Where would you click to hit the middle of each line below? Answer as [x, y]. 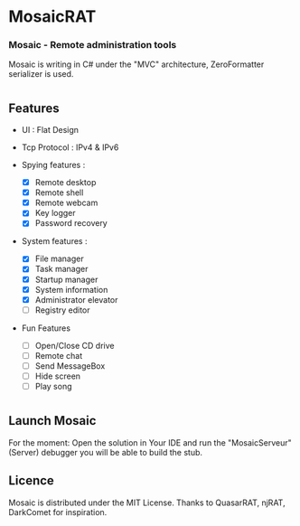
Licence [32, 481]
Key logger [55, 213]
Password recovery [71, 223]
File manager [59, 258]
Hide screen [58, 376]
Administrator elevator [76, 299]
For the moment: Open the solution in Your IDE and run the [117, 442]
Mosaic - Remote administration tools [93, 45]
